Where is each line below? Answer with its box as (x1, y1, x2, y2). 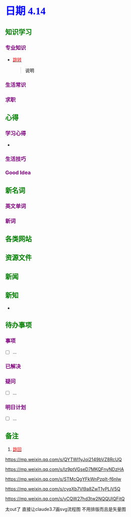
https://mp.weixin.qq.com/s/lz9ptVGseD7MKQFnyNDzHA (5, 466, 124, 472)
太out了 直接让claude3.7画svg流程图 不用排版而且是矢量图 (5, 506, 126, 512)
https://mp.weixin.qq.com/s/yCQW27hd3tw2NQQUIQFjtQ (5, 495, 125, 502)
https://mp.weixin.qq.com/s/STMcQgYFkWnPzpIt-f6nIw (5, 476, 122, 482)
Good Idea (5, 169, 31, 176)
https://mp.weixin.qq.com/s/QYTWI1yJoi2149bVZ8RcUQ (5, 456, 122, 462)
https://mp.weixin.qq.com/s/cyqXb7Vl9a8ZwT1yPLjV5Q (5, 486, 121, 492)
